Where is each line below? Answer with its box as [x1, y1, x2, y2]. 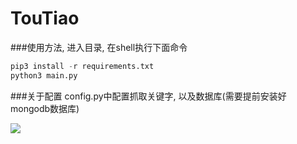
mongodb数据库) [10, 102, 80, 114]
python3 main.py [10, 70, 78, 81]
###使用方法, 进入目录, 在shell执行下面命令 [10, 41, 188, 53]
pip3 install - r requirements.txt [10, 61, 155, 71]
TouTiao [10, 7, 80, 30]
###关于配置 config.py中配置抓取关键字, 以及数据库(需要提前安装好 [10, 90, 287, 102]
